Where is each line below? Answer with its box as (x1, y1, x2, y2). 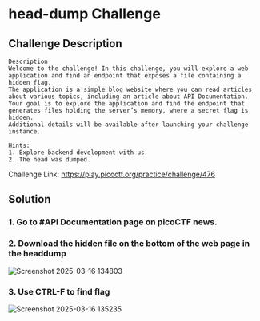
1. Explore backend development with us (8, 149, 146, 157)
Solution (8, 192, 51, 206)
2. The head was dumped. (8, 156, 91, 164)
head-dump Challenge (8, 5, 162, 23)
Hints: (8, 141, 30, 149)
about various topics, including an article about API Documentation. (8, 93, 249, 101)
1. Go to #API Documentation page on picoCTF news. (8, 216, 218, 228)
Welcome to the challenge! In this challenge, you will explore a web (8, 65, 249, 73)
